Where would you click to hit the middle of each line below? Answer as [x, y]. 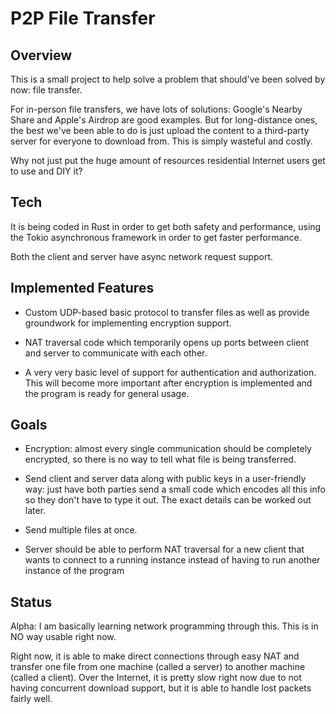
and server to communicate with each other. [116, 353]
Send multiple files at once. [81, 530]
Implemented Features [82, 288]
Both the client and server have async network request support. [141, 256]
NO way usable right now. [63, 637]
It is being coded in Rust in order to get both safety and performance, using [166, 226]
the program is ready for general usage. [107, 393]
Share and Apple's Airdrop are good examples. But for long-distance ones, [164, 120]
